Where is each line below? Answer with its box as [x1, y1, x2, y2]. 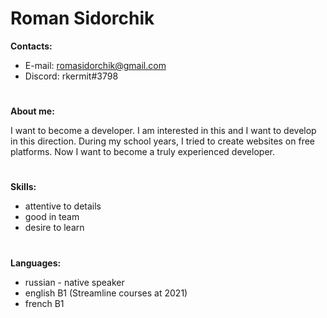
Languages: [10, 257, 62, 269]
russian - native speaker [24, 276, 125, 288]
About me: [10, 105, 55, 117]
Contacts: [10, 40, 53, 52]
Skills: [10, 181, 37, 193]
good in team [24, 211, 80, 223]
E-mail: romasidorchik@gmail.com [24, 59, 167, 71]
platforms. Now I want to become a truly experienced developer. [10, 146, 275, 158]
